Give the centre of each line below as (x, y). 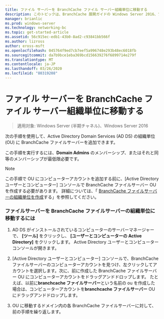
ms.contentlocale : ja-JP (30, 64)
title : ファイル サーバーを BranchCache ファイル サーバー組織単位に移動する (76, 10)
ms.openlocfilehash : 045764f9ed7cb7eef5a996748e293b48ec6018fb (71, 50)
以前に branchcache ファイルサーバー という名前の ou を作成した (90, 283)
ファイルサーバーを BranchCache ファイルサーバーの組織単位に (80, 211)
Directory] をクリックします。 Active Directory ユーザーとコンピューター (85, 242)
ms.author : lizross (25, 42)
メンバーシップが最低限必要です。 (48, 159)
